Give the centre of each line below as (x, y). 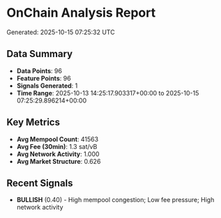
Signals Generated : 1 (47, 86)
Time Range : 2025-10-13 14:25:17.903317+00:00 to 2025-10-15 (108, 93)
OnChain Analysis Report (81, 13)
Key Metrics (33, 122)
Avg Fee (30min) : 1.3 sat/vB (57, 146)
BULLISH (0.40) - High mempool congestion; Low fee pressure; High (115, 200)
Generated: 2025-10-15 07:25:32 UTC (61, 32)
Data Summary (40, 54)
